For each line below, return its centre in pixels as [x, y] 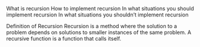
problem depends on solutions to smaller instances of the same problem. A [99, 32]
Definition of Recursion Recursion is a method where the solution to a [92, 26]
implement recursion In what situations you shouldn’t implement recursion [97, 15]
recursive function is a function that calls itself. [64, 38]
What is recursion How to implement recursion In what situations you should [100, 9]
